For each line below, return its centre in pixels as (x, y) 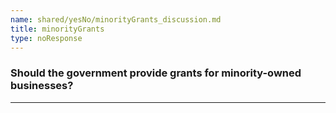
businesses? (42, 86)
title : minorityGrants (57, 29)
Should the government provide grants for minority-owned (156, 73)
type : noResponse (46, 38)
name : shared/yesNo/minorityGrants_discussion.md (116, 19)
